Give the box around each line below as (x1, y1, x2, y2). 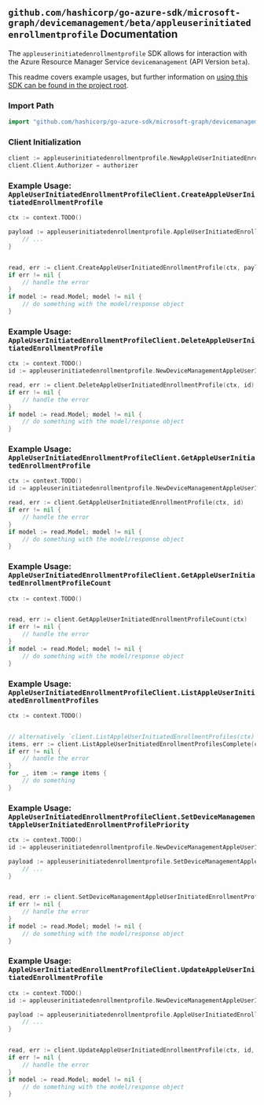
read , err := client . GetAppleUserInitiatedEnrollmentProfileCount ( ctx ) (8, 615, 247, 624)
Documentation (100, 28, 178, 41)
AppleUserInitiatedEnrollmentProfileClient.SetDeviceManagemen (8, 812, 255, 821)
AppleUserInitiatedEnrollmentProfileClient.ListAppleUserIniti (8, 688, 255, 697)
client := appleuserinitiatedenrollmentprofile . (8, 154, 170, 163)
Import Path (8, 100, 54, 111)
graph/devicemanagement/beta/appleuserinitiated (8, 17, 251, 29)
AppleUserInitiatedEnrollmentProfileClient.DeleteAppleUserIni (8, 336, 255, 345)
